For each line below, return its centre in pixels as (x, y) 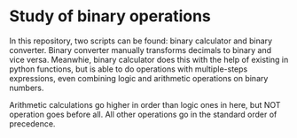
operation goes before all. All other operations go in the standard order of (143, 114)
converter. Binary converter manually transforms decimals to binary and (141, 50)
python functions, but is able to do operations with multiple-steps (129, 69)
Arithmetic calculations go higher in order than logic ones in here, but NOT (145, 104)
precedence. (32, 123)
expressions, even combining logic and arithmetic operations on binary (139, 78)
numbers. (27, 88)
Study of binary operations (110, 16)
